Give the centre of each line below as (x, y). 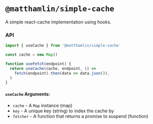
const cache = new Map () (31, 55)
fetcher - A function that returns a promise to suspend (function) (80, 116)
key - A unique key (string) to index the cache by (63, 111)
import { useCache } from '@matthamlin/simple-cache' (63, 46)
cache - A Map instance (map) (42, 105)
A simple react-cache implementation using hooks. (58, 22)
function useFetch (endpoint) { (38, 64)
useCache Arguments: (28, 94)
